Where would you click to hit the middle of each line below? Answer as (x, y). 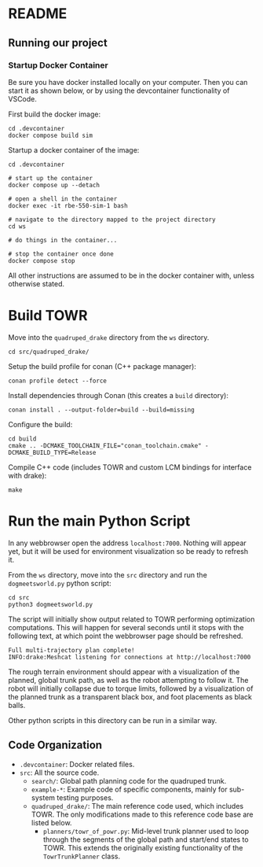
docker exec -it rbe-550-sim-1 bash (68, 205)
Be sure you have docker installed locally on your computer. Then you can (128, 82)
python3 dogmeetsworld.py (50, 604)
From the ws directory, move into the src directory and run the (108, 574)
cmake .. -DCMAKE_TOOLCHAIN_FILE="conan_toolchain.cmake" (105, 445)
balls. (17, 705)
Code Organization (55, 745)
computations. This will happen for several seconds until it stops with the (126, 627)
